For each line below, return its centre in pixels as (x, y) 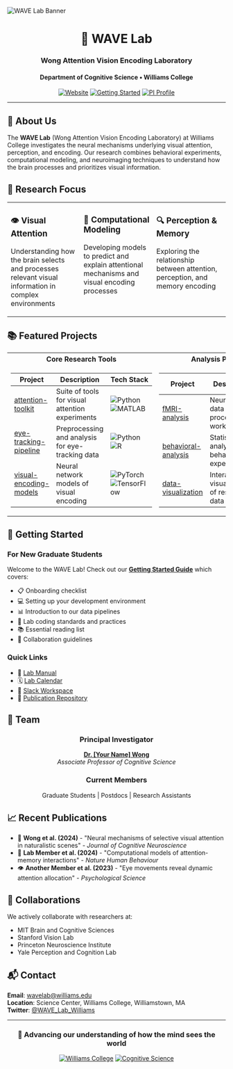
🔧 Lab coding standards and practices (71, 622)
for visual (71, 400)
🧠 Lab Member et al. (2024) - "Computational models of (98, 853)
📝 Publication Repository (52, 698)
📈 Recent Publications (57, 818)
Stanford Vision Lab (45, 938)
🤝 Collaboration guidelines (55, 639)
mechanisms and (111, 273)
